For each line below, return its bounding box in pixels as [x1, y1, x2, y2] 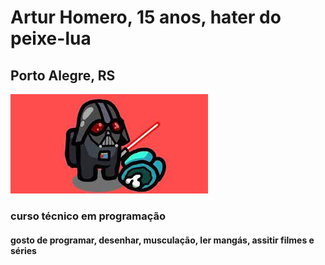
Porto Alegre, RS [10, 67, 116, 84]
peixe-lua [10, 27, 92, 50]
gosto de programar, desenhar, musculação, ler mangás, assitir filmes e [10, 234, 315, 246]
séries [10, 244, 37, 256]
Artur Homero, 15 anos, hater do [10, 6, 282, 29]
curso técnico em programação [10, 209, 167, 223]
